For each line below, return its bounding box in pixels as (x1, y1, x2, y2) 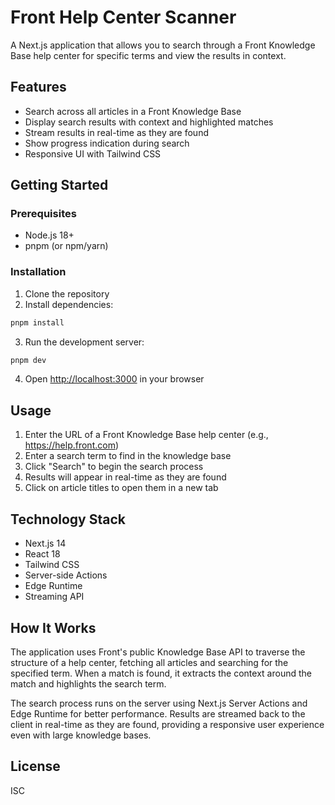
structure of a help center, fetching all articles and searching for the (10, 656, 289, 668)
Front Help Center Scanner (10, 6, 237, 29)
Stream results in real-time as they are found (24, 126, 209, 138)
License (10, 758, 61, 775)
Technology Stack (10, 511, 126, 528)
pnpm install (10, 317, 65, 328)
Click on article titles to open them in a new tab (24, 482, 219, 494)
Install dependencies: (24, 298, 114, 310)
